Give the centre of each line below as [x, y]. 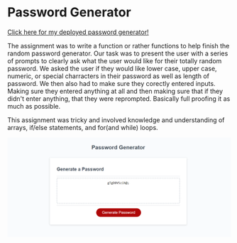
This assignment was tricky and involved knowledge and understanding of [116, 120]
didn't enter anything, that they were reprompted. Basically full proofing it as [119, 98]
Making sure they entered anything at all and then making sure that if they [115, 91]
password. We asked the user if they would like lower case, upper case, [112, 68]
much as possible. [34, 106]
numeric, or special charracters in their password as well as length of [108, 76]
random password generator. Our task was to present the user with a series [118, 53]
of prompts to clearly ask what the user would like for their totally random [115, 60]
